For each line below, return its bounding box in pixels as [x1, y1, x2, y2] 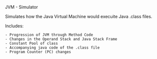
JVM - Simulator [5, 4, 38, 10]
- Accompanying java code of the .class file [5, 45, 100, 50]
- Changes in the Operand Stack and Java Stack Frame [5, 37, 118, 41]
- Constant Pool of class [5, 41, 58, 46]
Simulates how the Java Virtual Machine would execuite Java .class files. [5, 14, 153, 19]
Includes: [5, 23, 24, 29]
